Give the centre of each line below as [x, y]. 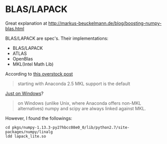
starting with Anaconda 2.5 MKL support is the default [74, 84]
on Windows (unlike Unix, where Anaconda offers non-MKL [79, 103]
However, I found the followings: [39, 118]
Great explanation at [26, 23]
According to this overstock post [39, 74]
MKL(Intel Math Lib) [33, 64]
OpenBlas [23, 58]
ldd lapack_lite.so [26, 136]
